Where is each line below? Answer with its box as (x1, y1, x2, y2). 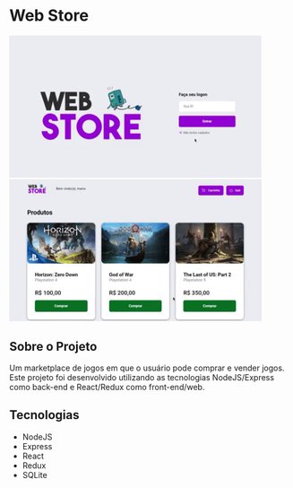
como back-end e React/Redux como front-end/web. (9, 382, 205, 392)
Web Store (9, 5, 90, 26)
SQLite (22, 469, 47, 480)
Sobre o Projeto (9, 338, 98, 354)
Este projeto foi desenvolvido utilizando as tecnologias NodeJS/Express (9, 372, 275, 382)
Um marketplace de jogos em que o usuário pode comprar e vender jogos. (9, 362, 285, 373)
